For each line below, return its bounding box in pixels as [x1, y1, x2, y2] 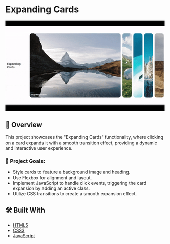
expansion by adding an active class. [12, 185, 90, 191]
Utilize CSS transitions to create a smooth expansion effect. [12, 190, 137, 196]
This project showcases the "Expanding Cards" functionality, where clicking [5, 134, 163, 140]
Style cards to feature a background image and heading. [12, 169, 131, 175]
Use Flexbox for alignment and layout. [12, 174, 92, 181]
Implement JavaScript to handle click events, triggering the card [12, 180, 147, 186]
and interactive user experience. [5, 145, 73, 151]
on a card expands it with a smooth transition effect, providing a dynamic [5, 140, 158, 146]
